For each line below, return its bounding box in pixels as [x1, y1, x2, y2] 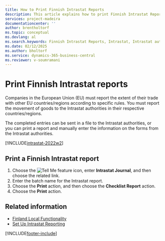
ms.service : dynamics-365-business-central [5, 53, 96, 58]
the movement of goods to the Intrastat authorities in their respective [5, 105, 144, 111]
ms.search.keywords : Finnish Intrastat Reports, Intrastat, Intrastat [5, 39, 153, 44]
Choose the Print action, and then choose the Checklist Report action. [12, 183, 156, 189]
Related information [5, 203, 67, 211]
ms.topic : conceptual [5, 30, 50, 35]
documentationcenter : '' [5, 21, 56, 26]
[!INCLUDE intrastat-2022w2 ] [5, 140, 64, 146]
